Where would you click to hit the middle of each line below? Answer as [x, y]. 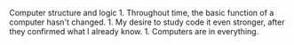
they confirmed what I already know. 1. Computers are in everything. [134, 31]
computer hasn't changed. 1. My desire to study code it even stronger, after [147, 22]
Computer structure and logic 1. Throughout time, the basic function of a [142, 13]
